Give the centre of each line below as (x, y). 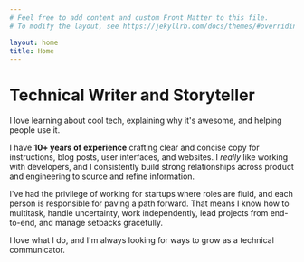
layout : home (34, 42)
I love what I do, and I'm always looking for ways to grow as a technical (142, 240)
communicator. (38, 250)
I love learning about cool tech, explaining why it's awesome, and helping (146, 121)
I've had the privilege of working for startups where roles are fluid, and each (152, 194)
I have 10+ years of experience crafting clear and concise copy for (134, 148)
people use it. (35, 130)
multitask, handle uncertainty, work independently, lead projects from (139, 213)
